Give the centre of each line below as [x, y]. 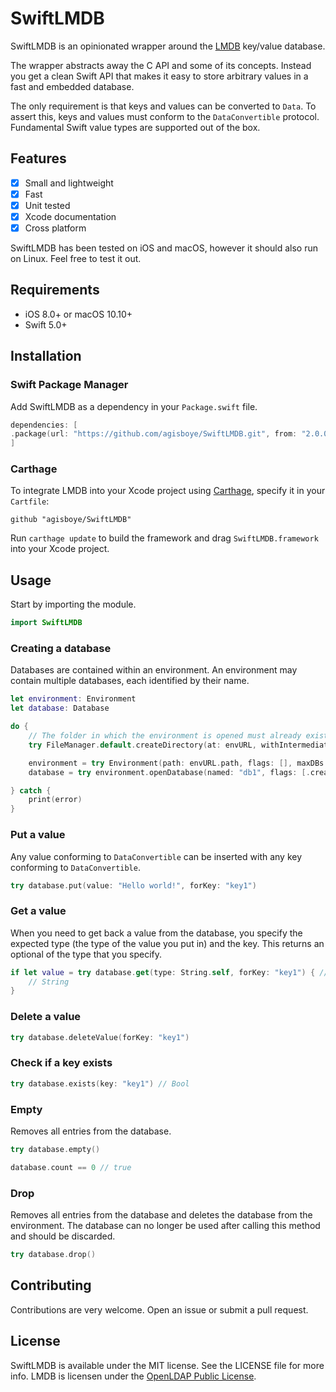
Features [38, 158]
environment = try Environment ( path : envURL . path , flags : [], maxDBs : [178, 763]
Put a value [38, 835]
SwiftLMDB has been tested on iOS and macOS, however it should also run [164, 248]
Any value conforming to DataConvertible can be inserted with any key [156, 856]
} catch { [31, 790]
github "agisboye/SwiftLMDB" [71, 520]
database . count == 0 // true [71, 1167]
